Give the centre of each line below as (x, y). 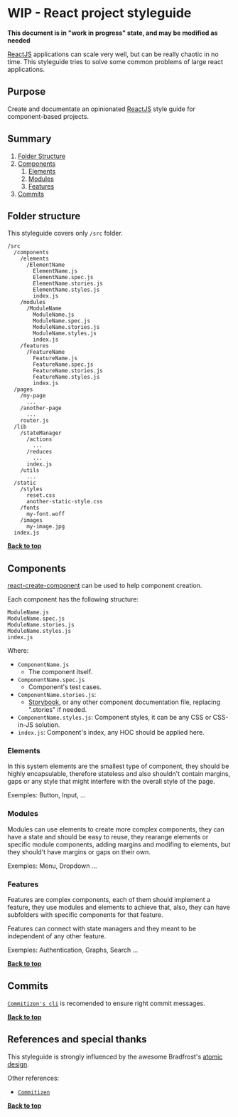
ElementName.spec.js (63, 278)
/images (31, 520)
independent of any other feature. (57, 936)
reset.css (40, 495)
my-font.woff (45, 514)
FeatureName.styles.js (66, 377)
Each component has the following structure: (73, 599)
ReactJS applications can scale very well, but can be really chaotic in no (113, 54)
